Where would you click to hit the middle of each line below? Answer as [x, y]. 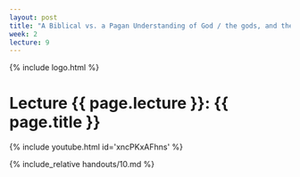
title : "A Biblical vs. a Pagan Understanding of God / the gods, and [143, 26]
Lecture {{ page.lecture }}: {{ [119, 104]
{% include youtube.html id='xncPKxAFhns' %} [96, 147]
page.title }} [55, 122]
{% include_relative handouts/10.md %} [82, 165]
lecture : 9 [29, 42]
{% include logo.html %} [54, 68]
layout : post [33, 17]
